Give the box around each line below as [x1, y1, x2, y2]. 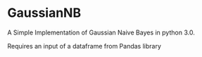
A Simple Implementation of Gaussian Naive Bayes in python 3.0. [7, 28, 195, 37]
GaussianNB [7, 5, 82, 21]
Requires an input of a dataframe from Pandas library [7, 42, 162, 50]
